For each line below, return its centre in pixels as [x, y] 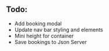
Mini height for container [44, 36]
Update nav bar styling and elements [59, 30]
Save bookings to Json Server [51, 42]
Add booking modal [38, 23]
